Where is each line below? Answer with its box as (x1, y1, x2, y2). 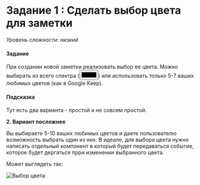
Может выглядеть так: (6, 160, 63, 168)
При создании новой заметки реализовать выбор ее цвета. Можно (6, 63, 178, 71)
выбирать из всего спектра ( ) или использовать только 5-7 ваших (6, 72, 195, 80)
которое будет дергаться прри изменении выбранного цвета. (6, 149, 165, 156)
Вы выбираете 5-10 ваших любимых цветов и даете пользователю (6, 130, 177, 137)
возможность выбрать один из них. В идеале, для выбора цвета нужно (6, 136, 189, 144)
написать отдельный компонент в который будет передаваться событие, (6, 142, 194, 150)
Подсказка (6, 93, 35, 101)
